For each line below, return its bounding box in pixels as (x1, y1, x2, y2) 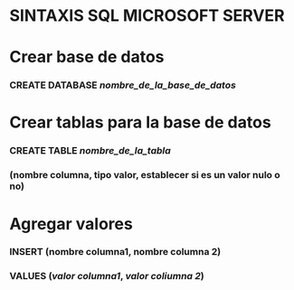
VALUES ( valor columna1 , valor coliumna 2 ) (9, 270, 205, 283)
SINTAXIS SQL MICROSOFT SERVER (9, 5, 285, 26)
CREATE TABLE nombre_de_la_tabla (9, 145, 172, 157)
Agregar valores (9, 213, 133, 234)
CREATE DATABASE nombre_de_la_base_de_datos (9, 79, 237, 91)
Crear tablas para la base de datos (9, 112, 271, 133)
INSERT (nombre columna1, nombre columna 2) (9, 246, 222, 258)
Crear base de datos (9, 47, 165, 68)
